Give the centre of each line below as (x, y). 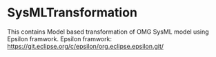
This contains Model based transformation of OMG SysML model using (108, 32)
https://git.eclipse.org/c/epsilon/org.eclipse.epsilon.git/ (86, 46)
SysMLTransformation (72, 13)
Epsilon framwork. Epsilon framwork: (60, 38)
